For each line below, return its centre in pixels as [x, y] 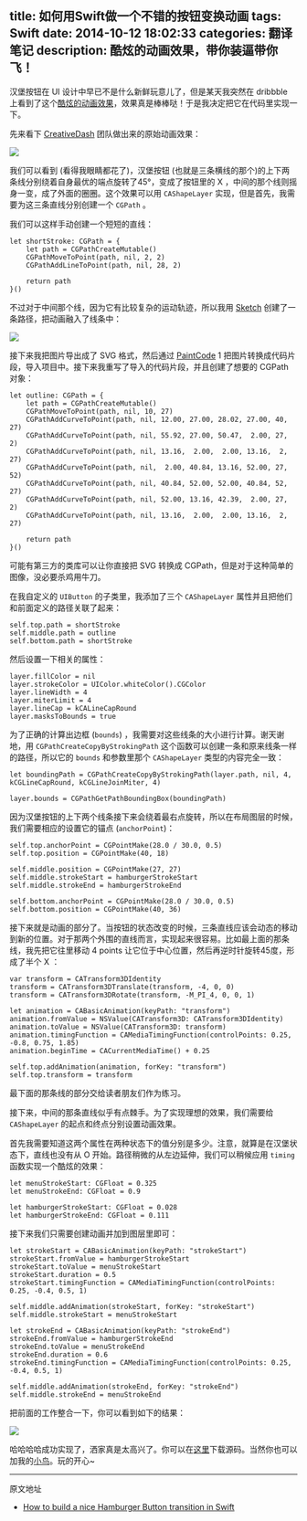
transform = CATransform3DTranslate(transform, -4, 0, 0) [122, 987]
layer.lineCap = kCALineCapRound [73, 708]
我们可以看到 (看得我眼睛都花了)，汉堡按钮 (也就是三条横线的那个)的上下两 [150, 170]
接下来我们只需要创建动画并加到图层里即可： [94, 1233]
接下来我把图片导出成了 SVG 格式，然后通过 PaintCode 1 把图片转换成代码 [148, 355]
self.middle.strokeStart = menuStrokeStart [94, 1315]
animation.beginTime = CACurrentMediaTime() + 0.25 [110, 1051]
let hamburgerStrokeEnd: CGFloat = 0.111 [90, 1215]
